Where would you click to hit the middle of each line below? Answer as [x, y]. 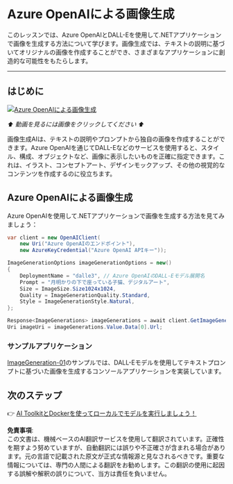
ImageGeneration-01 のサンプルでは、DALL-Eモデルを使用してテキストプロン [116, 362]
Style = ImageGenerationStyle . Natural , [77, 302]
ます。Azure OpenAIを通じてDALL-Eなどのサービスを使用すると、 [107, 147]
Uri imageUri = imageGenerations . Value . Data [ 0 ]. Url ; [85, 327]
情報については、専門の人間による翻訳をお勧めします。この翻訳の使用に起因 [116, 465]
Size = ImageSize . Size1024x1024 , [68, 289]
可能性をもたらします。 [59, 60]
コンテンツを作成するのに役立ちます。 [62, 174]
